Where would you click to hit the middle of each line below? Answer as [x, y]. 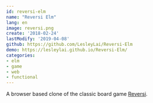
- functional [22, 77]
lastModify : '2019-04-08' [38, 39]
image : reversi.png [30, 28]
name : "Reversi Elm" [31, 17]
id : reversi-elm [26, 11]
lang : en [17, 22]
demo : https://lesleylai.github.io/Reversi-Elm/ [67, 50]
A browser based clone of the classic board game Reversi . [77, 94]
